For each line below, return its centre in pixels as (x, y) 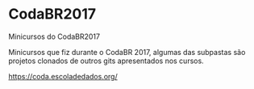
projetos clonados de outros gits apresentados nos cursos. (106, 61)
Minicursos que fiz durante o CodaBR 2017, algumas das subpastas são (127, 52)
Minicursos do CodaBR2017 (54, 36)
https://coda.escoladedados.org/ (63, 76)
